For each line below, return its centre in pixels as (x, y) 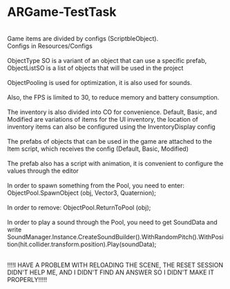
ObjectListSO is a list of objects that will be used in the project (95, 68)
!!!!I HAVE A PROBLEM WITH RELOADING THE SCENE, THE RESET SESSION (115, 265)
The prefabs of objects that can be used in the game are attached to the (110, 141)
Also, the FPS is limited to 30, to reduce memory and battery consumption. (113, 97)
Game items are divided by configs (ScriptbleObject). (83, 38)
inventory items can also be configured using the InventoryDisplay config (111, 127)
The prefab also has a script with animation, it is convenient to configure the (115, 163)
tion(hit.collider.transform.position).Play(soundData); (82, 244)
